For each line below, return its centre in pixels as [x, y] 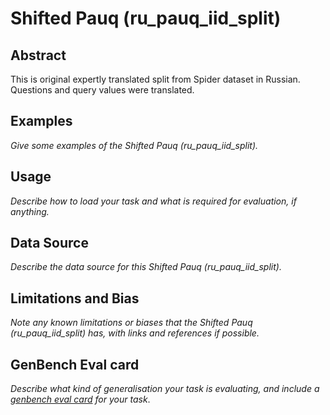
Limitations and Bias [75, 298]
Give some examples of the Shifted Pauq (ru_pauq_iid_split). [134, 145]
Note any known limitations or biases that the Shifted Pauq [131, 323]
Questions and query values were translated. [102, 90]
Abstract [38, 55]
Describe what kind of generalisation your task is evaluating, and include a [165, 389]
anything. [30, 211]
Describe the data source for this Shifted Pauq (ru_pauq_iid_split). [146, 267]
